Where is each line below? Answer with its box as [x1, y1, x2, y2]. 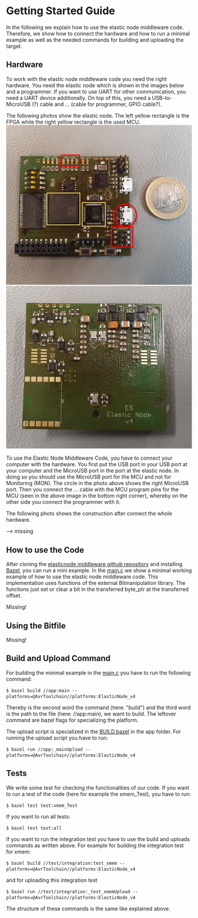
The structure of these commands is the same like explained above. [6, 905, 171, 912]
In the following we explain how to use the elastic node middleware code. [6, 24, 184, 31]
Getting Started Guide [6, 4, 115, 18]
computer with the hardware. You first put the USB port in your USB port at [6, 461, 187, 468]
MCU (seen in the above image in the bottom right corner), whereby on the [6, 492, 188, 499]
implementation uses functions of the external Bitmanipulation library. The [6, 580, 186, 587]
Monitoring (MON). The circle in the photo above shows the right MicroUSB [6, 480, 189, 487]
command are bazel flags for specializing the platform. [6, 716, 138, 723]
